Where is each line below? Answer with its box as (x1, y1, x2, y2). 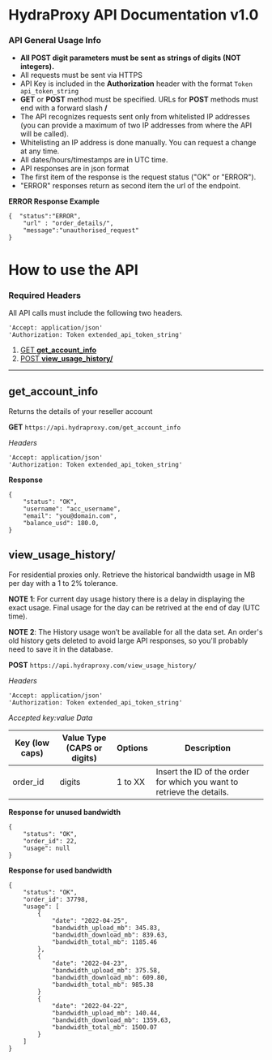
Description (185, 742, 231, 753)
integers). (19, 62, 55, 71)
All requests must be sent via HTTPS (19, 71, 143, 80)
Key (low (15, 737, 50, 748)
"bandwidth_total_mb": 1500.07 (51, 1023, 158, 1032)
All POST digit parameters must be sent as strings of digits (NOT (19, 53, 241, 62)
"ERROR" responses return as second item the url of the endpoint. (19, 181, 241, 191)
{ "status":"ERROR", (8, 213, 82, 221)
